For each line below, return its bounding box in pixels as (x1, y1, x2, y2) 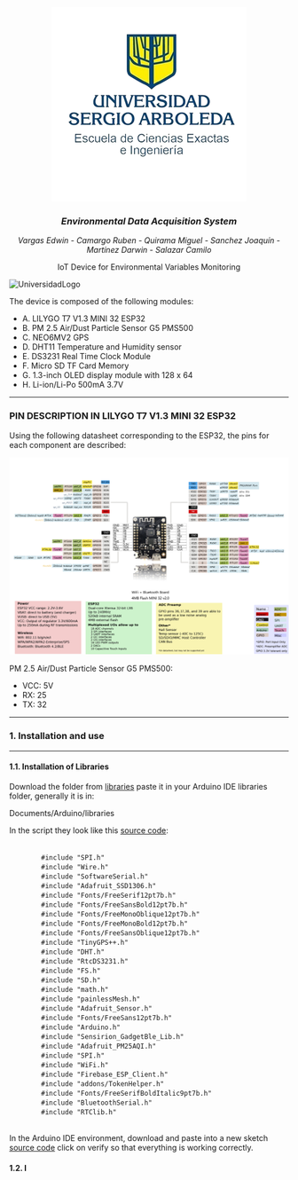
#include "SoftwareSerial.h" (41, 872, 149, 881)
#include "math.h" (41, 985, 109, 994)
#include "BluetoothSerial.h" (41, 1098, 153, 1107)
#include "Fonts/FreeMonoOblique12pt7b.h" (41, 909, 200, 918)
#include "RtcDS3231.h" (41, 956, 129, 965)
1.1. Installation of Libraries (9, 761, 109, 772)
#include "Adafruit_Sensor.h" (41, 1003, 153, 1013)
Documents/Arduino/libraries (9, 807, 115, 818)
